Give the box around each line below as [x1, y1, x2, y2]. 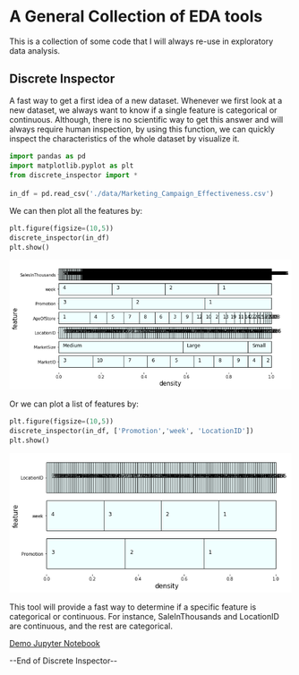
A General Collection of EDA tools [9, 6, 263, 27]
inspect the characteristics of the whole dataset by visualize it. [9, 132, 240, 144]
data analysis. [9, 45, 61, 56]
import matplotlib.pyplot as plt [9, 161, 134, 170]
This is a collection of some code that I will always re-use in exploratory [9, 36, 274, 47]
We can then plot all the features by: [9, 206, 143, 217]
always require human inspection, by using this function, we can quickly [9, 124, 276, 134]
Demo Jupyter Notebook [9, 638, 100, 649]
